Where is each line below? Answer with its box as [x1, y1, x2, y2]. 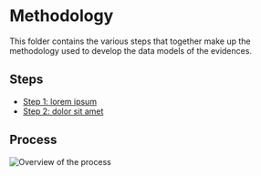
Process [9, 132, 57, 148]
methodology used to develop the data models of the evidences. [9, 45, 253, 56]
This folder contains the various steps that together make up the [9, 36, 251, 47]
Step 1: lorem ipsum [22, 96, 98, 107]
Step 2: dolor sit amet [22, 106, 104, 117]
